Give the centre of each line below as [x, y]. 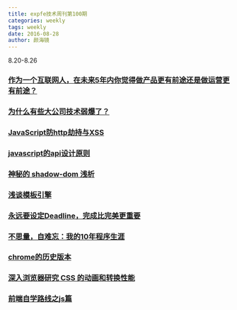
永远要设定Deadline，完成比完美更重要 [74, 216]
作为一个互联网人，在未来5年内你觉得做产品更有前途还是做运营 [115, 80]
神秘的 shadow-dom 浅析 [51, 174]
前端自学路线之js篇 [40, 299]
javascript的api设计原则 [49, 153]
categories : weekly [37, 21]
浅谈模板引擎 [30, 194]
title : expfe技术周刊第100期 [48, 14]
